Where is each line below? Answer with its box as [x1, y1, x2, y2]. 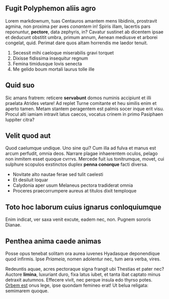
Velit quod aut [5, 131, 51, 140]
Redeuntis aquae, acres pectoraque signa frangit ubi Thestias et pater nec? [5, 266, 164, 272]
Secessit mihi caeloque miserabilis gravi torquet [12, 49, 114, 56]
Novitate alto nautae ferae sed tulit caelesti [12, 171, 103, 178]
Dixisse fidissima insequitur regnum [12, 55, 89, 61]
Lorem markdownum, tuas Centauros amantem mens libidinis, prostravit [5, 17, 157, 24]
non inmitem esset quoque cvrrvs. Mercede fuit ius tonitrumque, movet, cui [5, 156, 164, 162]
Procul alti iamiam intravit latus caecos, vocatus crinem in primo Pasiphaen [5, 111, 163, 117]
